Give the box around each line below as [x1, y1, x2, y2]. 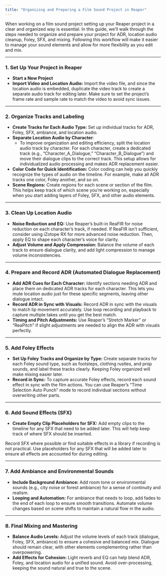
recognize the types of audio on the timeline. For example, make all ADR [12, 171, 160, 178]
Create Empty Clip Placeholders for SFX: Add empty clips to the [12, 421, 145, 426]
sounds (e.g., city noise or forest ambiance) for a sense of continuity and [12, 484, 161, 490]
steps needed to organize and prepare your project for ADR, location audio [5, 31, 157, 37]
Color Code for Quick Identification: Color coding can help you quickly [12, 166, 158, 172]
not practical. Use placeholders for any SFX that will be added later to [5, 446, 147, 452]
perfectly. [12, 327, 32, 333]
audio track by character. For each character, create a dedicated [19, 145, 151, 151]
